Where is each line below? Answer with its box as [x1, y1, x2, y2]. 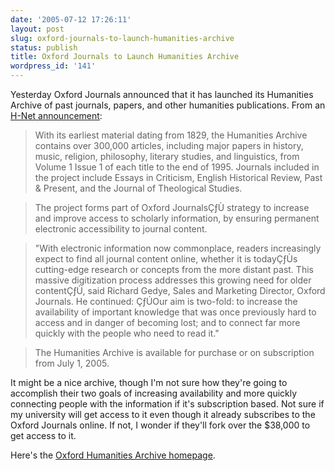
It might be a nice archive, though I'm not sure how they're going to [10, 377, 288, 388]
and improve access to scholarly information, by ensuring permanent [34, 212, 320, 224]
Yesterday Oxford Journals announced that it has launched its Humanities [10, 89, 314, 100]
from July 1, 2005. [34, 357, 110, 369]
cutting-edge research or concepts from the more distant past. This [34, 264, 314, 275]
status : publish [10, 42, 78, 53]
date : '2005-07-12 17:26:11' [10, 14, 132, 25]
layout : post [10, 24, 65, 34]
